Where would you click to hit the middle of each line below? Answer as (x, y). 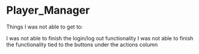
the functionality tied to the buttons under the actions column (82, 45)
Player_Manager (48, 10)
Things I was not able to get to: (44, 27)
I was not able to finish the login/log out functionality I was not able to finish (100, 38)
